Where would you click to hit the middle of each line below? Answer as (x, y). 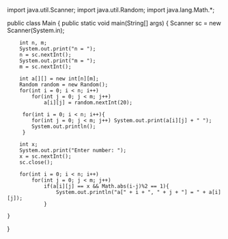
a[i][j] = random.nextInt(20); (88, 102)
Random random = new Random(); (64, 85)
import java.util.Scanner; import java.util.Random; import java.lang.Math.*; (111, 10)
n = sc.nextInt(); (45, 55)
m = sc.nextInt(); (45, 67)
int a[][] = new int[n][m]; (59, 79)
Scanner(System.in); (36, 30)
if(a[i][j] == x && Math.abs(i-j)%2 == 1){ (106, 186)
